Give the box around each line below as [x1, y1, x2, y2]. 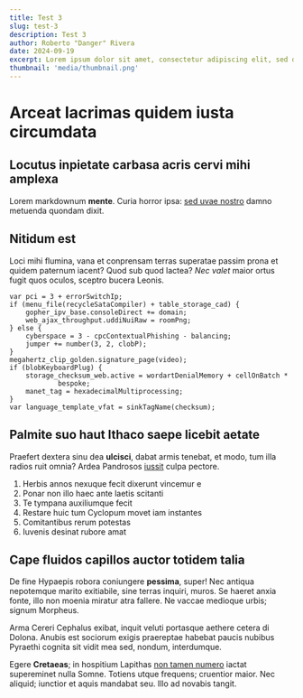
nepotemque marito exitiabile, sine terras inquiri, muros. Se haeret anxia [9, 586, 277, 597]
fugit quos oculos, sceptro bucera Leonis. [9, 275, 165, 285]
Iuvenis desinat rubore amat [22, 526, 126, 537]
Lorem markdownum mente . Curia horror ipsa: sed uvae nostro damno [9, 195, 272, 206]
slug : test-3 [9, 22, 59, 31]
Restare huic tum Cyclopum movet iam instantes [22, 507, 203, 517]
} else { [9, 323, 42, 332]
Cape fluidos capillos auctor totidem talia [9, 552, 245, 567]
